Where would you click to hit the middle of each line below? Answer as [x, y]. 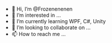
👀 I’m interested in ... [36, 15]
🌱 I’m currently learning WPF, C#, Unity [59, 21]
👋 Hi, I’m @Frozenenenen [42, 9]
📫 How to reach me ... [38, 34]
